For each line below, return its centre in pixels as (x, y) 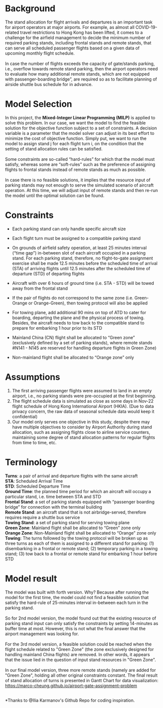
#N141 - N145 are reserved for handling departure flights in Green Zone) (84, 348)
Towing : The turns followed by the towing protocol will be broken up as (77, 538)
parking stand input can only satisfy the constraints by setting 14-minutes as (82, 623)
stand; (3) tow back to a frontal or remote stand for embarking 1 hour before (81, 554)
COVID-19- (146, 27)
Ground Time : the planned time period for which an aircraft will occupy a (78, 491)
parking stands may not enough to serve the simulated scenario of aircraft (80, 185)
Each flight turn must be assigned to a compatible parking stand (76, 238)
